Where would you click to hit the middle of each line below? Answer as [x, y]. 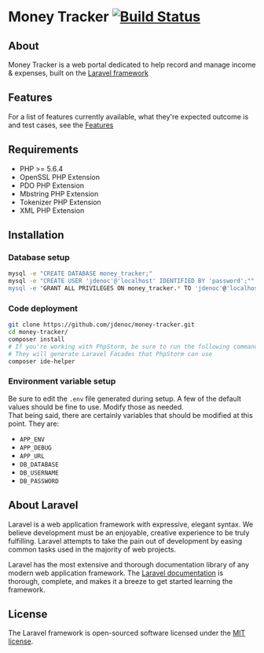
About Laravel [43, 506]
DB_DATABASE [39, 464]
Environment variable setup [62, 381]
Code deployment [43, 308]
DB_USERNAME [39, 473]
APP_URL [32, 456]
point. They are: [34, 424]
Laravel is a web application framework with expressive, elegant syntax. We [131, 524]
